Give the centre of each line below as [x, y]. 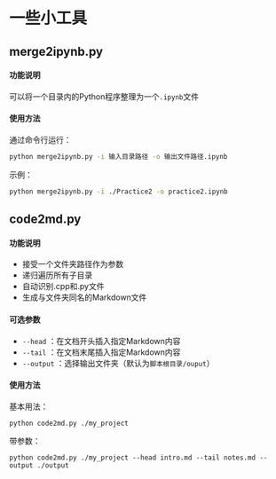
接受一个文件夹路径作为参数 [73, 264]
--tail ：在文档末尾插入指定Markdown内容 [101, 352]
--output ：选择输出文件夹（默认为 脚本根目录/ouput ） [118, 363]
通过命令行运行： [40, 139]
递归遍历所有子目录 [57, 275]
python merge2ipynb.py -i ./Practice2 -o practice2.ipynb [118, 192]
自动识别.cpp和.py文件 [63, 287]
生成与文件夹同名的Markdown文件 [84, 297]
